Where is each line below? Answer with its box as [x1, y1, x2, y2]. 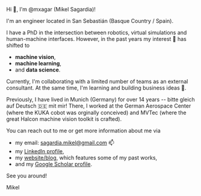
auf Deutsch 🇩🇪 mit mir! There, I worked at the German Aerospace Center [6, 102, 191, 109]
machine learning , [14, 60, 62, 67]
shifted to [6, 42, 30, 49]
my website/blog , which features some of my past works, [14, 154, 158, 161]
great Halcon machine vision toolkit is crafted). [6, 115, 122, 123]
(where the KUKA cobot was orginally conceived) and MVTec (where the [6, 109, 187, 116]
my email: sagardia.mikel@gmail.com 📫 [14, 139, 114, 146]
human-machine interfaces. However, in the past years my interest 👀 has [6, 35, 187, 42]
